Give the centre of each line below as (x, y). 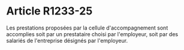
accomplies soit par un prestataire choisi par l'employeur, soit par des (92, 34)
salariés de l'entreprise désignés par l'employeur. (67, 40)
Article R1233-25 (49, 11)
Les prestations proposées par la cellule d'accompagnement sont (87, 28)
